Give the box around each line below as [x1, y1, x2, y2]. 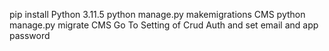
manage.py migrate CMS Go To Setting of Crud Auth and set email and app [9, 19, 319, 31]
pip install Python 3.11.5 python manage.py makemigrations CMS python [9, 9, 306, 20]
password [9, 30, 51, 41]
